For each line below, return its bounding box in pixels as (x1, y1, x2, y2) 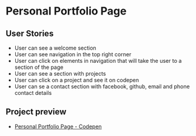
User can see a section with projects (14, 70, 106, 77)
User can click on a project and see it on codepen (14, 77, 139, 83)
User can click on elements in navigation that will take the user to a (14, 57, 182, 64)
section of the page (14, 63, 64, 71)
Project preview (5, 107, 67, 117)
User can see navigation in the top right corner (14, 51, 132, 58)
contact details (14, 89, 52, 96)
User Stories (5, 28, 54, 39)
